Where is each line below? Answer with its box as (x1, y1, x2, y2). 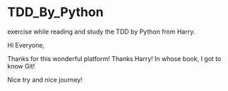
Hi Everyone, (7, 41, 44, 49)
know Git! (7, 62, 35, 70)
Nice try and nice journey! (7, 75, 83, 84)
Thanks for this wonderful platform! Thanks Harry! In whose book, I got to (7, 54, 222, 63)
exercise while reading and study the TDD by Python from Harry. (7, 27, 196, 36)
